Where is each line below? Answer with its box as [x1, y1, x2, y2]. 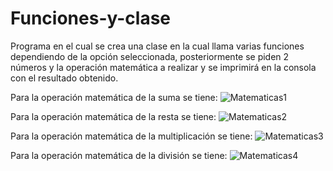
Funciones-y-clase [10, 7, 172, 30]
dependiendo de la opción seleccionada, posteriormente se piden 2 [10, 50, 290, 62]
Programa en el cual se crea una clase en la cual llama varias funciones [10, 40, 305, 52]
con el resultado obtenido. [10, 72, 119, 84]
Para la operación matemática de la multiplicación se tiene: [10, 130, 253, 142]
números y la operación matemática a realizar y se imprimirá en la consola [10, 61, 317, 73]
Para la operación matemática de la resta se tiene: [10, 110, 217, 122]
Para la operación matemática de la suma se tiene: [10, 91, 218, 103]
